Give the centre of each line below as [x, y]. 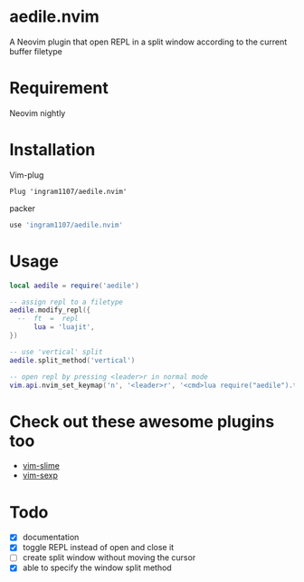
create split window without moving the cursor [109, 558]
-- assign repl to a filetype [66, 302]
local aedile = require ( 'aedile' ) [75, 286]
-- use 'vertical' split [56, 352]
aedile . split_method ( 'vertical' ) [72, 360]
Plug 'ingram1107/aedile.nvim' [68, 191]
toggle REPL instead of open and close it [98, 548]
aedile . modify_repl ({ [50, 310]
